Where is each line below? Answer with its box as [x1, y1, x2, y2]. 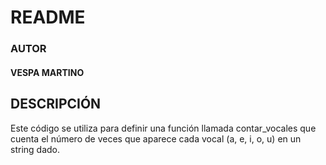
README [10, 6, 86, 29]
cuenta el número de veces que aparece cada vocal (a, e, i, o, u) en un [10, 132, 302, 145]
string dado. [10, 143, 60, 155]
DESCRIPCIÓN [10, 96, 102, 113]
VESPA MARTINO [10, 66, 85, 78]
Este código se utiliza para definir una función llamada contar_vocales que [10, 122, 317, 134]
